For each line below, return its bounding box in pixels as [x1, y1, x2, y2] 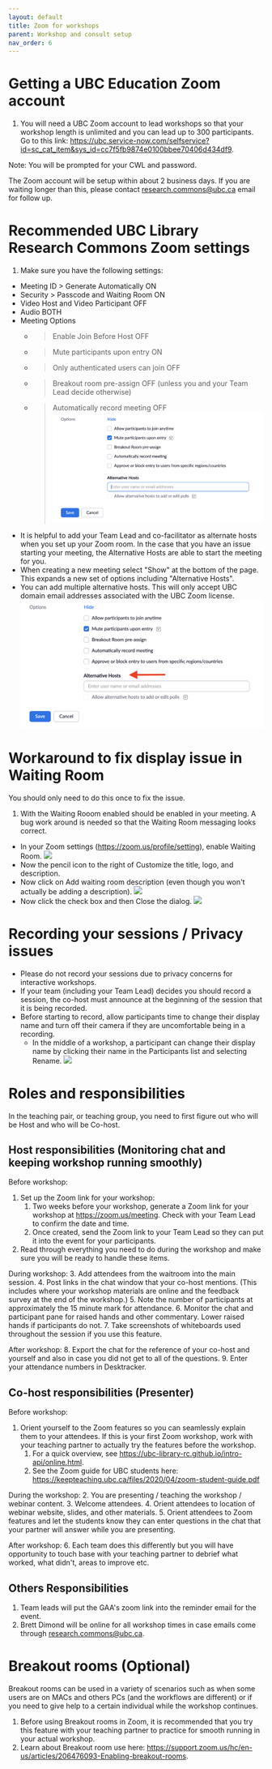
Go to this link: [19, 136, 69, 146]
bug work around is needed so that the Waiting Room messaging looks [19, 817, 257, 827]
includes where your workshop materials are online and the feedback [8, 1286, 240, 1296]
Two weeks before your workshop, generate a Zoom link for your [32, 1201, 249, 1211]
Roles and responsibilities [8, 1084, 185, 1103]
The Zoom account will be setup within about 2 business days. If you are [8, 176, 251, 186]
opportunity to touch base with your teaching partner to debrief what [8, 1549, 239, 1559]
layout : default [8, 13, 63, 21]
